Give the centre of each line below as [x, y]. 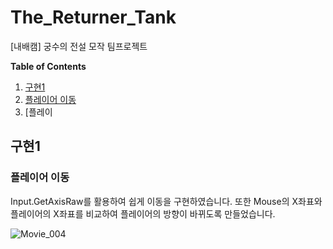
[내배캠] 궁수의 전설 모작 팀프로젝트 [79, 46]
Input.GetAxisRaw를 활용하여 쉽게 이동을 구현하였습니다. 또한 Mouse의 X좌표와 [166, 201]
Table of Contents [48, 66]
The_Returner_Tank [93, 17]
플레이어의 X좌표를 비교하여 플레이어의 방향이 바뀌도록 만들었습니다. [143, 213]
